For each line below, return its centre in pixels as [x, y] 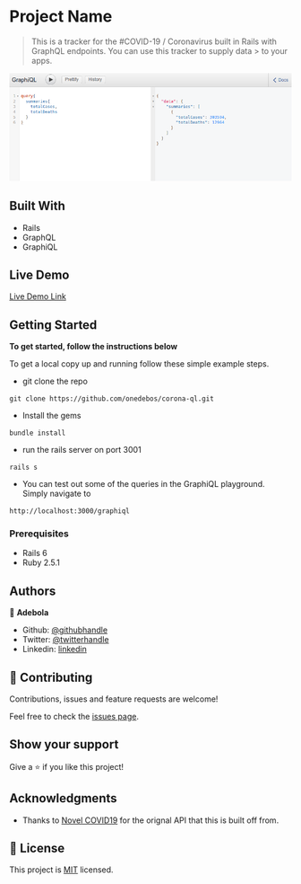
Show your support [64, 744]
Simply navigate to [56, 494]
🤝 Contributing [51, 677]
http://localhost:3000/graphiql [69, 511]
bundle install [38, 433]
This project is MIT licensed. [61, 870]
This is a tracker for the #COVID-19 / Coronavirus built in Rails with [154, 41]
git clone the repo [55, 381]
